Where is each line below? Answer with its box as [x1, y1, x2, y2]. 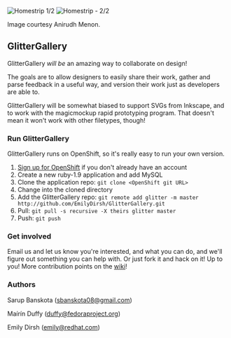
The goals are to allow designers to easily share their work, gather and [7, 72, 211, 81]
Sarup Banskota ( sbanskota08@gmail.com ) [7, 295, 133, 304]
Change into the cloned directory [17, 186, 113, 194]
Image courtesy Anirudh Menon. [7, 20, 100, 28]
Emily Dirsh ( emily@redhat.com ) [7, 323, 100, 331]
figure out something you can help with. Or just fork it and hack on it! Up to [7, 255, 223, 263]
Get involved [7, 231, 51, 241]
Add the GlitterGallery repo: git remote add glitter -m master [17, 193, 199, 201]
